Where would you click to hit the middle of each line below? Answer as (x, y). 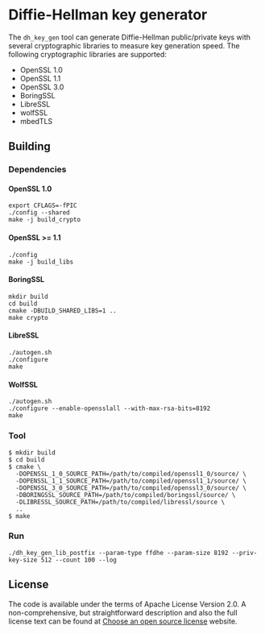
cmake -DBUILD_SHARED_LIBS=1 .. (62, 311)
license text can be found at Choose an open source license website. (123, 621)
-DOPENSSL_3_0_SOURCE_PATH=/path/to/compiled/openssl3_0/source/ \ (131, 488)
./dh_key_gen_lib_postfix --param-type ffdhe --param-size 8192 (118, 553)
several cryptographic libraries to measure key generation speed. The (124, 45)
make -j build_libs (41, 262)
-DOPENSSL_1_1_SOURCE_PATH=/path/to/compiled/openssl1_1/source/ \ (131, 481)
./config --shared (39, 213)
